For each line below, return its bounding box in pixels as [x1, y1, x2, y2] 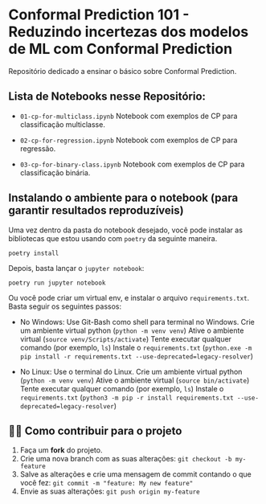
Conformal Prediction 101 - [8, 6, 190, 24]
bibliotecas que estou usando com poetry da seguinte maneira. [8, 233, 218, 243]
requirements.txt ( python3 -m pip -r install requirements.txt [19, 392, 235, 402]
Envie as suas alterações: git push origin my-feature [19, 486, 200, 496]
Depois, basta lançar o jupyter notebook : [8, 263, 145, 272]
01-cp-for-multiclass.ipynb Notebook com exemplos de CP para [19, 111, 238, 121]
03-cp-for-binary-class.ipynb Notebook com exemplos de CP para [19, 159, 245, 169]
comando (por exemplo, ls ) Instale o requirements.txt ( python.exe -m [19, 342, 252, 352]
